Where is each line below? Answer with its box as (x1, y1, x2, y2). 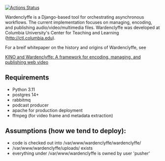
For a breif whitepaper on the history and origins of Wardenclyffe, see (5, 45, 146, 50)
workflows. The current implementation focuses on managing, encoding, (5, 20, 152, 25)
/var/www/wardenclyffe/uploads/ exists (12, 145, 93, 151)
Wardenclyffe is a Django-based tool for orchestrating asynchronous (5, 14, 144, 20)
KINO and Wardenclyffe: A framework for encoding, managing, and (5, 54, 141, 60)
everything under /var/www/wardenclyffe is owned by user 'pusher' (12, 150, 150, 156)
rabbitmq (12, 97, 31, 103)
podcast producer (12, 102, 49, 108)
